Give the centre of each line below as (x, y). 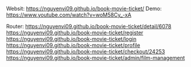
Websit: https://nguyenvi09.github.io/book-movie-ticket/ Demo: (84, 9)
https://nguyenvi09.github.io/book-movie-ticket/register (75, 33)
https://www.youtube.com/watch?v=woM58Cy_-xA (69, 15)
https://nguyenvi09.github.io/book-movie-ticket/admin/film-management (96, 58)
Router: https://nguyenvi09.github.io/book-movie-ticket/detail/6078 (89, 26)
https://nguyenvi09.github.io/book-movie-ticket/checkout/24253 (86, 52)
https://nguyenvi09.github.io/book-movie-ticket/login (71, 39)
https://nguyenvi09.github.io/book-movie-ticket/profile (73, 45)
